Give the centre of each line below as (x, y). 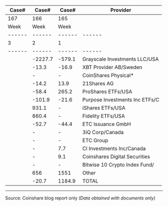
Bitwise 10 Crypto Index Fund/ (118, 165)
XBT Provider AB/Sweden (112, 67)
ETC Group (95, 140)
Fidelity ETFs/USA (103, 116)
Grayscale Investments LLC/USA (120, 59)
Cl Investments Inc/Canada (114, 148)
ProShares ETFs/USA (107, 91)
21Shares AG (98, 83)
